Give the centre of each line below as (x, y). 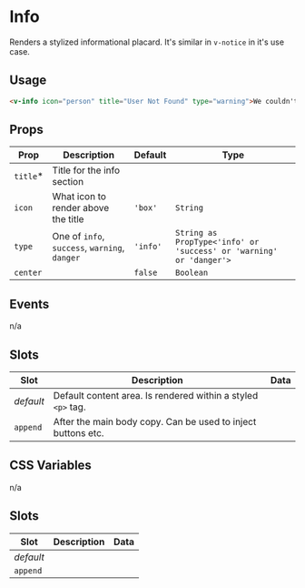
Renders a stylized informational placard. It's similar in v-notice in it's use (147, 42)
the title (68, 219)
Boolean (192, 273)
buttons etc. (79, 433)
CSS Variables (51, 466)
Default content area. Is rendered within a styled (156, 396)
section (68, 182)
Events (30, 304)
